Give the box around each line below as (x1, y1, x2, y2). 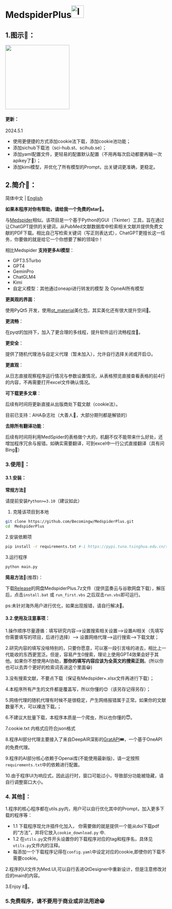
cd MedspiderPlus (5, 524, 45, 529)
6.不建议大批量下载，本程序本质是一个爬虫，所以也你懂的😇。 (5, 714, 135, 720)
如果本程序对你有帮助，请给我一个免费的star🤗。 (5, 206, 107, 212)
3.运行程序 (5, 554, 28, 560)
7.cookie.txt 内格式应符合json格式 (5, 725, 76, 731)
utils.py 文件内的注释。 (12, 842, 63, 848)
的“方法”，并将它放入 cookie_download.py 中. (12, 829, 106, 835)
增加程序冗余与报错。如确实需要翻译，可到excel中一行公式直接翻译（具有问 (5, 440, 165, 447)
